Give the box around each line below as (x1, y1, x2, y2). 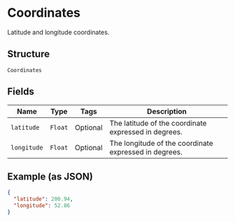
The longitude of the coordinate (109, 138, 213, 148)
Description (146, 106, 187, 116)
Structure (7, 48, 50, 60)
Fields (7, 86, 35, 98)
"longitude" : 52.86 (13, 202, 71, 209)
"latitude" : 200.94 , (13, 195, 73, 203)
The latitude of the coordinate (109, 118, 207, 128)
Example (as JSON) (7, 170, 93, 182)
